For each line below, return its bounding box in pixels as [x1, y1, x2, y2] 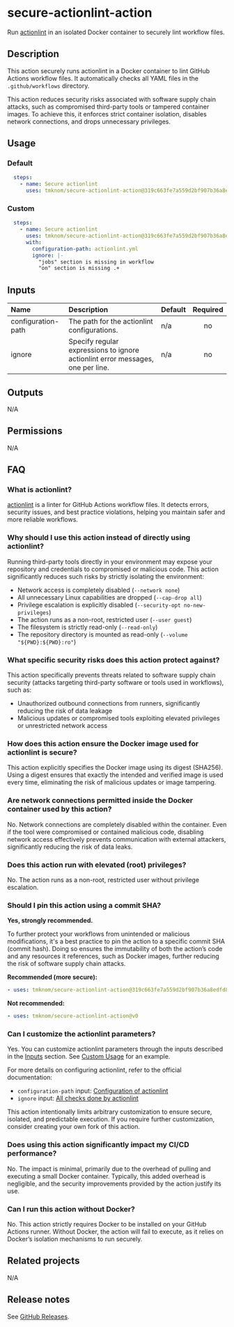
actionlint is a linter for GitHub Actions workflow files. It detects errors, [7, 501, 209, 509]
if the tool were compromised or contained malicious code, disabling [7, 828, 204, 836]
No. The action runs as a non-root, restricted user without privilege [7, 875, 200, 884]
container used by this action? [7, 804, 112, 814]
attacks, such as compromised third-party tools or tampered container [7, 103, 210, 111]
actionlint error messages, [68, 354, 155, 364]
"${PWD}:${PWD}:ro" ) [17, 637, 77, 646]
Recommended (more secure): [7, 973, 97, 981]
